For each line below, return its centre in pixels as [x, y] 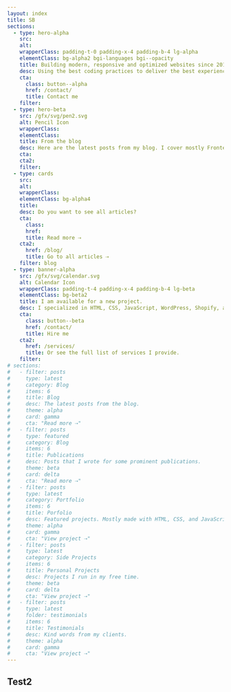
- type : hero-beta [40, 109]
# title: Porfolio [40, 513]
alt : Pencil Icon [44, 122]
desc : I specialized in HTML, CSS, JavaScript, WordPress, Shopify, [120, 308]
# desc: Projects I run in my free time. [73, 577]
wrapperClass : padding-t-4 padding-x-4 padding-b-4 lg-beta [107, 289]
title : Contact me [52, 97]
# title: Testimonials [46, 628]
